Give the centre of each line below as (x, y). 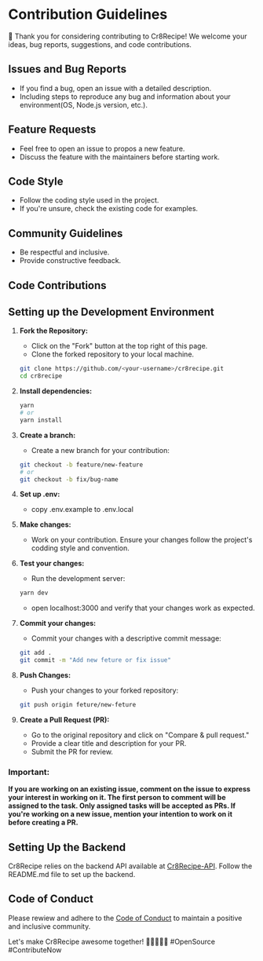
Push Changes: (45, 675)
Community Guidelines (66, 233)
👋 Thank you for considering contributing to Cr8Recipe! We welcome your (128, 36)
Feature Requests (52, 130)
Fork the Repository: (54, 331)
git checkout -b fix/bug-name (69, 479)
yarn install (41, 420)
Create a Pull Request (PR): (64, 719)
